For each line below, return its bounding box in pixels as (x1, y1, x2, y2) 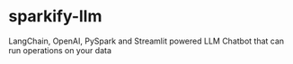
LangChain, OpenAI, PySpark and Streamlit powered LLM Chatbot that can (8, 36, 285, 46)
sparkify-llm (8, 6, 102, 27)
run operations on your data (8, 44, 112, 55)
